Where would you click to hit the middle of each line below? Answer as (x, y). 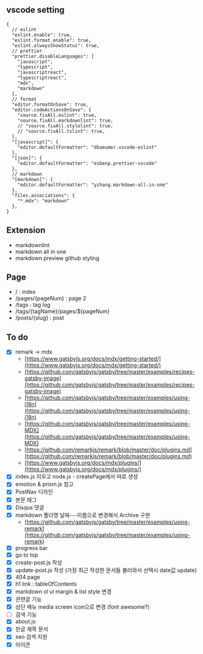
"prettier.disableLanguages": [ (53, 56)
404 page (28, 577)
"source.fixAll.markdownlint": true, (65, 121)
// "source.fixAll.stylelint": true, (65, 126)
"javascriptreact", (42, 72)
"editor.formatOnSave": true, (50, 104)
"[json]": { (27, 158)
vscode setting (35, 10)
